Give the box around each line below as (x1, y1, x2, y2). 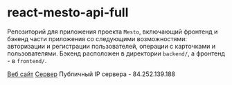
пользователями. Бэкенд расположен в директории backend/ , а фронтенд (7, 49, 225, 58)
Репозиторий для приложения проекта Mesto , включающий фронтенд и (7, 27, 218, 36)
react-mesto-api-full (7, 5, 129, 21)
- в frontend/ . (7, 56, 47, 64)
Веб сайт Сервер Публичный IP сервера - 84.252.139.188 (7, 70, 175, 78)
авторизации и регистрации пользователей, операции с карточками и (7, 42, 216, 50)
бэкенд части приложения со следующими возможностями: (7, 34, 187, 42)
